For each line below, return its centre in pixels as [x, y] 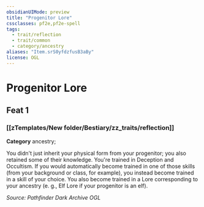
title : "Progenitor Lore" [39, 18]
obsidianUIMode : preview [38, 12]
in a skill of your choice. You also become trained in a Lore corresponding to [102, 179]
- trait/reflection [37, 35]
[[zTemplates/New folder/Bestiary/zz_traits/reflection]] [90, 128]
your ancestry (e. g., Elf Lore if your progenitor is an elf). [77, 186]
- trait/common [31, 40]
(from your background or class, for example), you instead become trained [100, 173]
